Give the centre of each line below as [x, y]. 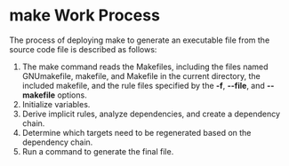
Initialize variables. [56, 104]
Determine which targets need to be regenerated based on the [136, 132]
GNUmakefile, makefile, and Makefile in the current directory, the [141, 75]
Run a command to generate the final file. [98, 151]
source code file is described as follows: [83, 49]
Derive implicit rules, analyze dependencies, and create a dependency [151, 114]
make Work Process [84, 16]
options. [72, 95]
